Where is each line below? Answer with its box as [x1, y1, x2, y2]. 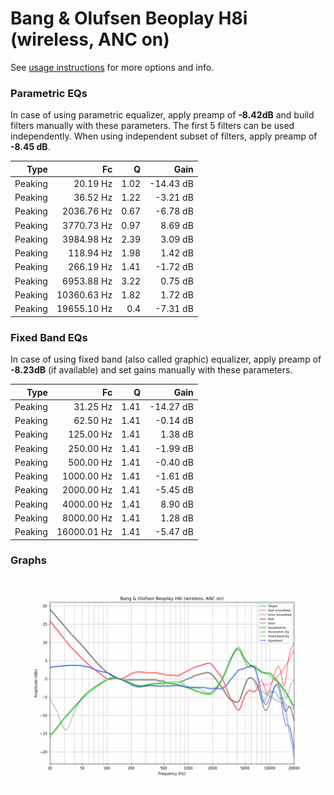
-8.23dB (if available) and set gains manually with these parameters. [10, 364, 293, 376]
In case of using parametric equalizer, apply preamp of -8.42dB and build [10, 109, 315, 121]
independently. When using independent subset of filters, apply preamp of [10, 130, 318, 142]
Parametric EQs [10, 86, 88, 100]
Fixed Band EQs [10, 330, 88, 344]
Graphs [10, 553, 47, 567]
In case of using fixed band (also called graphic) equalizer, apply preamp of [10, 353, 322, 366]
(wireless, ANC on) [10, 28, 170, 51]
